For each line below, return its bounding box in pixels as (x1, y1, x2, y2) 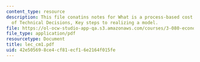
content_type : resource (6, 8, 65, 15)
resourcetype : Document (6, 36, 65, 42)
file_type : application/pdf (6, 31, 76, 37)
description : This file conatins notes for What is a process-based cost (6, 14, 193, 20)
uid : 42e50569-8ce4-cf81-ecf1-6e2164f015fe (6, 47, 116, 53)
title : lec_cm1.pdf (6, 42, 55, 48)
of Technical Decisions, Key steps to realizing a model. (11, 19, 159, 25)
